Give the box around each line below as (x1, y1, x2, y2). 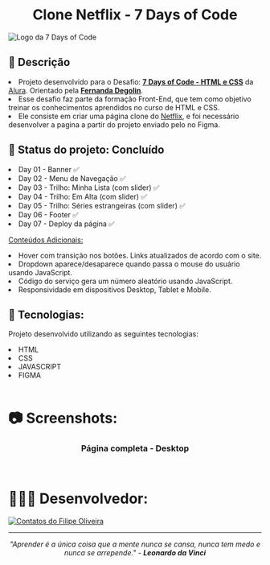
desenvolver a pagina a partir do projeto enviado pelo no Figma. (8, 119, 221, 130)
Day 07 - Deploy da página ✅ (18, 219, 115, 229)
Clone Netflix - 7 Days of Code (32, 6, 238, 24)
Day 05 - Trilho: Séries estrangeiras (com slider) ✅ (18, 200, 186, 210)
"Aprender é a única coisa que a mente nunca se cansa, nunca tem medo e (9, 539, 261, 549)
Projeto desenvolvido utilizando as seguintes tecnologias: (8, 329, 198, 339)
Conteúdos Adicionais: (8, 235, 84, 245)
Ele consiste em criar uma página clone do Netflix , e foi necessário (18, 111, 239, 121)
